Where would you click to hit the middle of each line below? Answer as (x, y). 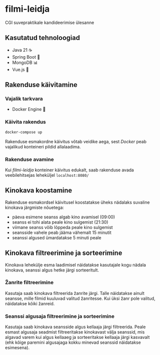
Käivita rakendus (26, 122)
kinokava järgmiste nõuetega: (35, 207)
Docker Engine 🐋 (29, 109)
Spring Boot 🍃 (26, 57)
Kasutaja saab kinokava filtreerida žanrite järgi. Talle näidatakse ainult (75, 293)
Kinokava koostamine (39, 191)
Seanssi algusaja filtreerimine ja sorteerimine (60, 316)
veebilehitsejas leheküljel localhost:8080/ (47, 175)
